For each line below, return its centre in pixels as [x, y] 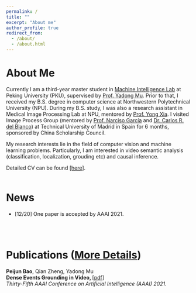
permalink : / [22, 11]
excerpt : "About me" [31, 22]
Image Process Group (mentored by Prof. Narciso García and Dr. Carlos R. [95, 120]
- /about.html [28, 44]
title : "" [18, 17]
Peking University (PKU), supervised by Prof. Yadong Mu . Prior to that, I [92, 95]
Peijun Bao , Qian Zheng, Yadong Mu [50, 271]
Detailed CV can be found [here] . [46, 168]
